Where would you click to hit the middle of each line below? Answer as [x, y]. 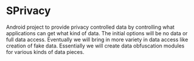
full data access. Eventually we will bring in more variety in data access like [97, 39]
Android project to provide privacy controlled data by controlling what [90, 27]
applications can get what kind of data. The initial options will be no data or [97, 33]
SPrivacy [29, 11]
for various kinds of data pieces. [45, 52]
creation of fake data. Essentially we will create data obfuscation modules [95, 46]
